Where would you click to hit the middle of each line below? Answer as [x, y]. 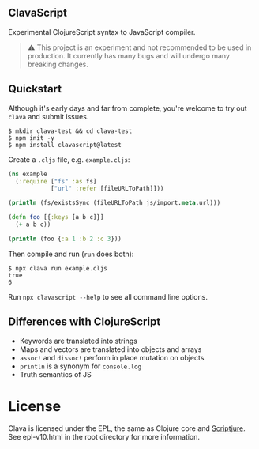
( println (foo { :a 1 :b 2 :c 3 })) [65, 239]
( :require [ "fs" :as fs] [56, 181]
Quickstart [35, 89]
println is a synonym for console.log [81, 366]
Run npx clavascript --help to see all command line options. [108, 296]
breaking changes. [58, 64]
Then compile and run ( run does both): [71, 254]
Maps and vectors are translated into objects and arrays [111, 349]
